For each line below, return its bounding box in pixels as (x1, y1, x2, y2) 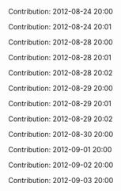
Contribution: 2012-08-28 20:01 (8, 53, 112, 62)
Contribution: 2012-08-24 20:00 (8, 7, 113, 16)
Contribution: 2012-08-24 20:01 (8, 22, 112, 31)
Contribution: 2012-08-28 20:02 (8, 68, 113, 78)
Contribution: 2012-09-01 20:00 (8, 145, 112, 154)
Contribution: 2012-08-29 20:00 (8, 83, 113, 93)
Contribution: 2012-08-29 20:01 (8, 99, 112, 108)
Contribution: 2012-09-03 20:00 (8, 176, 114, 185)
